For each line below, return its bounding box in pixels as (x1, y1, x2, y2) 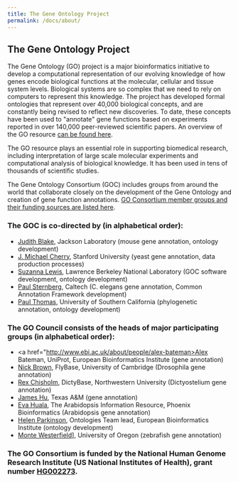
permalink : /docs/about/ (7, 17, 81, 24)
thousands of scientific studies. (7, 166, 99, 175)
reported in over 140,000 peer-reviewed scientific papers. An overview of (7, 122, 222, 132)
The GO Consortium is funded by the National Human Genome (7, 449, 226, 459)
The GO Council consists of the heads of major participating (7, 323, 219, 333)
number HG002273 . (7, 466, 78, 476)
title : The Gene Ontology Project (7, 10, 110, 18)
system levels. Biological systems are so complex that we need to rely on (7, 85, 222, 93)
